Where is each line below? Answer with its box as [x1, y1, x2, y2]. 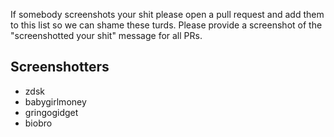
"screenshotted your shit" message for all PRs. [10, 30, 203, 41]
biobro [24, 117, 53, 129]
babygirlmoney [24, 95, 87, 108]
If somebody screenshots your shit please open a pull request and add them [10, 9, 325, 20]
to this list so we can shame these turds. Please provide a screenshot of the [10, 19, 323, 31]
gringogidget [24, 106, 79, 118]
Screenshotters [10, 59, 110, 76]
